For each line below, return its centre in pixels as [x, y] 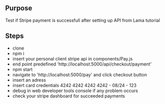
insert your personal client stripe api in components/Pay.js [72, 58]
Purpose [19, 8]
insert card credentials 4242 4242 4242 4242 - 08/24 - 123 [74, 85]
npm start [22, 69]
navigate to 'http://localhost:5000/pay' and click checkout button [79, 74]
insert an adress [29, 80]
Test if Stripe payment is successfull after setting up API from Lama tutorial [83, 20]
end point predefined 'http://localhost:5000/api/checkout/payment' [82, 64]
